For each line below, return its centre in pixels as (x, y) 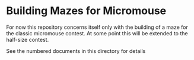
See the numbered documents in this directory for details (76, 51)
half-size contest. (28, 39)
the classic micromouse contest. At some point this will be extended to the (97, 33)
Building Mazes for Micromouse (86, 11)
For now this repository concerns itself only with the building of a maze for (97, 27)
